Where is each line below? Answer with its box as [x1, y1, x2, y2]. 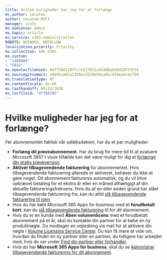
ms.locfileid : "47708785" [5, 91, 59, 96]
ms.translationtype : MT [5, 77, 55, 82]
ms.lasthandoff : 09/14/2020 [5, 86, 64, 91]
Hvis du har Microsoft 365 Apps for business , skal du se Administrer [12, 244, 155, 250]
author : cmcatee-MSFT [5, 16, 50, 21]
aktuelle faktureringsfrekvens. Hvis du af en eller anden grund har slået [12, 186, 159, 192]
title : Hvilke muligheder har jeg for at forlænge [5, 7, 112, 12]
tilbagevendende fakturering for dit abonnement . [12, 250, 112, 256]
